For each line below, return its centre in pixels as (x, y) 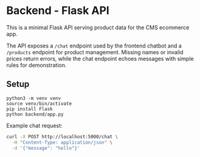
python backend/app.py (35, 114)
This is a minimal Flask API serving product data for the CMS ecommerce (98, 27)
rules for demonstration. (36, 65)
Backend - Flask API (58, 11)
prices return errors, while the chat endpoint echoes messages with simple (100, 58)
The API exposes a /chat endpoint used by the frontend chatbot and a (94, 46)
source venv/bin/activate (39, 103)
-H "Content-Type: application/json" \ (62, 142)
